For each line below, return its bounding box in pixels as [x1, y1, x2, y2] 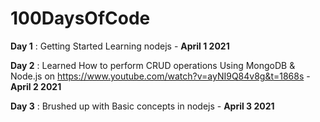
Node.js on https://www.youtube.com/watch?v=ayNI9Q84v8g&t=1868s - [10, 70, 311, 82]
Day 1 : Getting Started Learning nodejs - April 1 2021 [10, 40, 230, 52]
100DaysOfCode [10, 7, 151, 30]
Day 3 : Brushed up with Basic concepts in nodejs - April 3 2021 [10, 100, 275, 112]
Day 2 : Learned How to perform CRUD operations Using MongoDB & [10, 59, 296, 71]
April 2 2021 [10, 80, 62, 92]
